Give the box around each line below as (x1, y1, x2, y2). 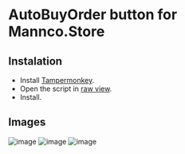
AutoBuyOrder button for (8, 6, 178, 24)
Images (8, 116, 46, 129)
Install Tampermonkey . (19, 76, 95, 85)
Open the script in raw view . (19, 84, 112, 93)
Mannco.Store (8, 22, 105, 41)
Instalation (8, 54, 62, 68)
